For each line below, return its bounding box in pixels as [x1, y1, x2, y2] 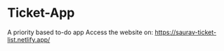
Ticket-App [7, 5, 75, 21]
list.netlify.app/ [7, 35, 51, 43]
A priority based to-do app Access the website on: [7, 28, 154, 36]
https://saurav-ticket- [154, 28, 216, 36]
